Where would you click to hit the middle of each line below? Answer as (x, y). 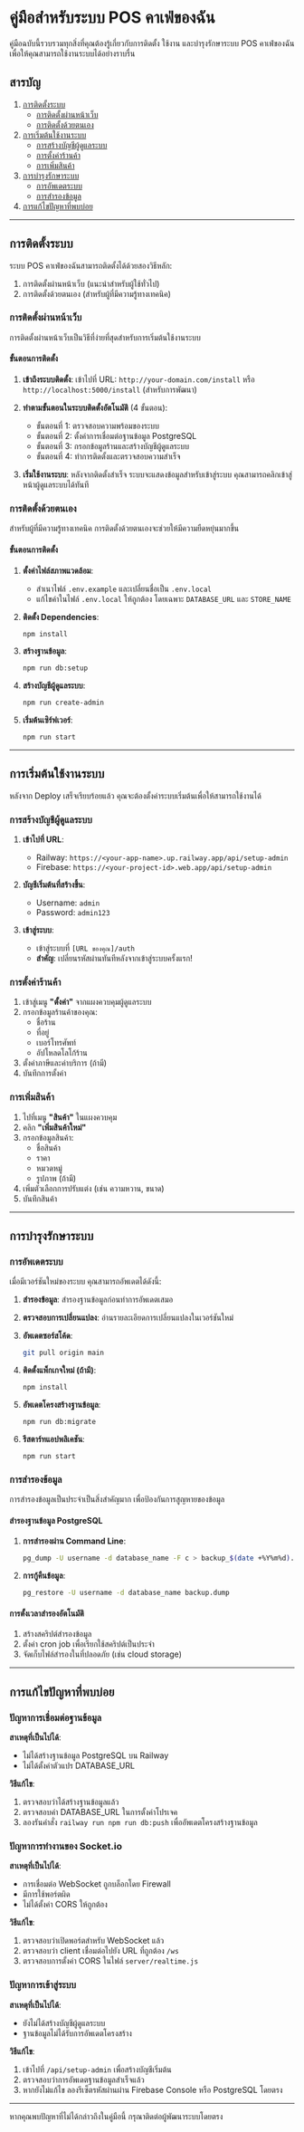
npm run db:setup (55, 668)
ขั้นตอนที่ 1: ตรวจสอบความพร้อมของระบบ (98, 426)
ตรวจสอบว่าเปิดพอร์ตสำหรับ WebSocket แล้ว (93, 1941)
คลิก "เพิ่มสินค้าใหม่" (54, 1127)
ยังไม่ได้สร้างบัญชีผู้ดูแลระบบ (64, 2022)
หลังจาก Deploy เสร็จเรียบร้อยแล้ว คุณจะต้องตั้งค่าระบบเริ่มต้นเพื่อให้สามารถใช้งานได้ (136, 796)
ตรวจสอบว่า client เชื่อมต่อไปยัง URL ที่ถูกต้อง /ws (100, 1951)
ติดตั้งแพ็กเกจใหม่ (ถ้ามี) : (59, 1371)
